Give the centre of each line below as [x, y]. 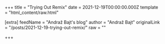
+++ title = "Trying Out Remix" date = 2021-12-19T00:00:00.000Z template [82, 7]
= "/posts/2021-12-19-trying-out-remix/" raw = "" [55, 27]
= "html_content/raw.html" [32, 12]
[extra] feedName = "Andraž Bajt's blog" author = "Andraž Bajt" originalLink [82, 22]
